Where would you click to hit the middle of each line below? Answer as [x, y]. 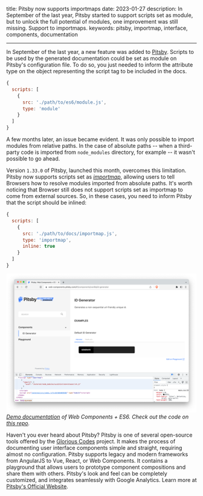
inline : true [39, 246]
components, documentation [42, 35]
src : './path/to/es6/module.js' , [64, 102]
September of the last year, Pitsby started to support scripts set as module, [100, 15]
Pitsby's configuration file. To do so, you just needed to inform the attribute [100, 65]
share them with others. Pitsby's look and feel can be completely [87, 474]
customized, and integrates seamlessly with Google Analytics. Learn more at [101, 480]
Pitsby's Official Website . [37, 486]
